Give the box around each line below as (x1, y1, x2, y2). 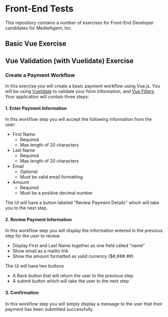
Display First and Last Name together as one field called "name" (12, 243, 145, 249)
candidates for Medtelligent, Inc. (5, 25, 72, 31)
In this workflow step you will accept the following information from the (5, 116, 152, 122)
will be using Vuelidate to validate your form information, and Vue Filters (5, 88, 154, 94)
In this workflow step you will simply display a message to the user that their (5, 300, 163, 306)
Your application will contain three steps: (5, 94, 89, 100)
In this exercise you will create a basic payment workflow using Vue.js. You (5, 83, 160, 89)
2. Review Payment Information (5, 216, 72, 222)
